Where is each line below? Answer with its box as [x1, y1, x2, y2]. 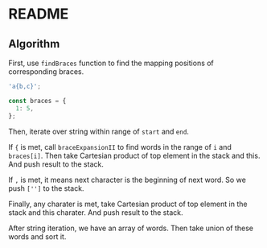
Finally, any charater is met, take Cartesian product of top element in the [8, 199, 248, 209]
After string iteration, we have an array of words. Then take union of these [8, 223, 253, 233]
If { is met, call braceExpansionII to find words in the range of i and [8, 142, 232, 151]
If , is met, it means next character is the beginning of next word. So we [8, 175, 247, 184]
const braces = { [8, 97, 67, 105]
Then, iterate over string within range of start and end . [8, 126, 189, 136]
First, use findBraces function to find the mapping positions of [8, 58, 215, 68]
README [8, 5, 69, 23]
